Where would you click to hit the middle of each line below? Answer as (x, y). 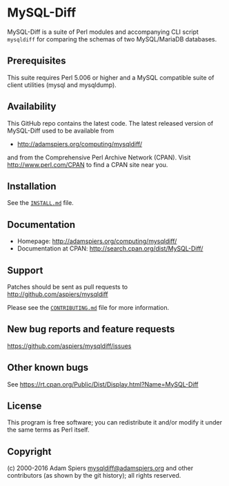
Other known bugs (48, 368)
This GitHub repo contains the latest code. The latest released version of (110, 123)
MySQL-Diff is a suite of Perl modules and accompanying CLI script (103, 32)
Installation (32, 186)
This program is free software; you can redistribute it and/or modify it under (115, 422)
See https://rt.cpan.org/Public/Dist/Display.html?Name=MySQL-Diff (103, 384)
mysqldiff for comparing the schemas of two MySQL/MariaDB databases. (112, 39)
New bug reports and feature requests (91, 329)
